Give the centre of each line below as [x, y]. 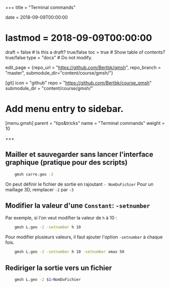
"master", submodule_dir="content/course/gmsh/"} [59, 73]
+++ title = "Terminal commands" [40, 7]
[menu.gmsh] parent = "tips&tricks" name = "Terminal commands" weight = [85, 123]
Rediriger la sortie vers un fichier [59, 268]
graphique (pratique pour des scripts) [66, 162]
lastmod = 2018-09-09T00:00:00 [79, 38]
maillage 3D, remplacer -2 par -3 [40, 189]
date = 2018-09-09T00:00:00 [37, 17]
